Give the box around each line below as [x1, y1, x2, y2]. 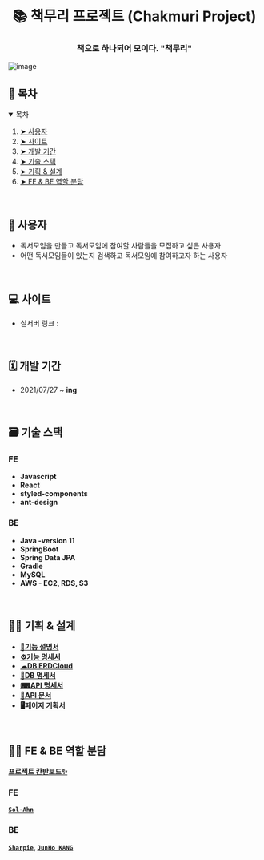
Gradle [19, 561, 43, 571]
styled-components [19, 489, 88, 499]
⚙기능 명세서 [19, 652, 62, 661]
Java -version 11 [19, 535, 75, 545]
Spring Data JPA [19, 552, 76, 562]
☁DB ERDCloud [19, 660, 74, 670]
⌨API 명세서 [19, 680, 64, 690]
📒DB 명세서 [19, 670, 56, 680]
